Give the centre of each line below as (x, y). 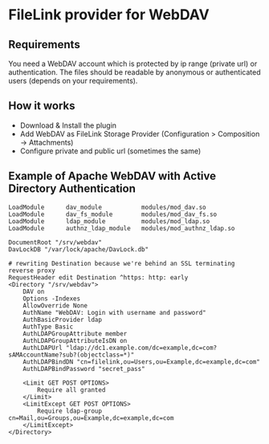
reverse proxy (32, 271)
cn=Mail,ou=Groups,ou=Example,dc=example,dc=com (91, 418)
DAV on (34, 291)
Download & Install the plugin (68, 125)
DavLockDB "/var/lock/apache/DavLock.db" (79, 249)
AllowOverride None (55, 306)
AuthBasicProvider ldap (63, 320)
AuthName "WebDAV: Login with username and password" (114, 312)
